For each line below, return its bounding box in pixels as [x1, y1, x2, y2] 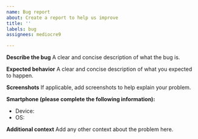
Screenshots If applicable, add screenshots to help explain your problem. [6, 84, 191, 91]
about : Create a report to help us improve [6, 15, 119, 21]
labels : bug [6, 26, 37, 32]
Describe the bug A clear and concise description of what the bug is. [6, 54, 180, 61]
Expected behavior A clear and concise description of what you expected [6, 65, 193, 73]
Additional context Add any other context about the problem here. [6, 126, 174, 133]
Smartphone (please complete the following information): [6, 96, 155, 103]
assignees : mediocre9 [6, 32, 62, 38]
